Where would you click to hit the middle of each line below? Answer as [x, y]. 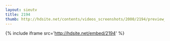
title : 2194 [18, 14]
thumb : [12, 19]
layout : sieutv [21, 10]
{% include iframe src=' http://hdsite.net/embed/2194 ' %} [65, 33]
